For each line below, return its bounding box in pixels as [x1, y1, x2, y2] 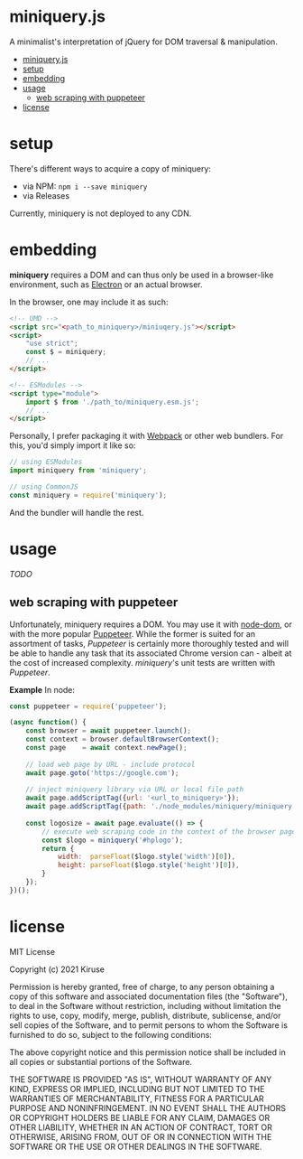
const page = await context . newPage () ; [25, 743, 188, 752]
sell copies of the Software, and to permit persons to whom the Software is [9, 1019, 289, 1031]
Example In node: [9, 684, 75, 695]
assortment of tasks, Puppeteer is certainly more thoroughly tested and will [9, 638, 289, 649]
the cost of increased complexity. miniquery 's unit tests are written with [9, 657, 276, 668]
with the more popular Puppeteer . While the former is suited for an [9, 628, 255, 639]
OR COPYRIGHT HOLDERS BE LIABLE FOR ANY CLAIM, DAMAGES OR [9, 1112, 271, 1123]
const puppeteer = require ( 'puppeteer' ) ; [9, 702, 168, 711]
